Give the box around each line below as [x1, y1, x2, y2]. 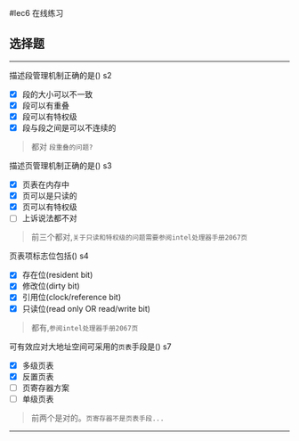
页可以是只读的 [21, 191, 77, 201]
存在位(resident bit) [21, 270, 93, 281]
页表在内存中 [21, 179, 69, 190]
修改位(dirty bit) [21, 281, 80, 291]
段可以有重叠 [21, 100, 69, 110]
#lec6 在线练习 [9, 8, 64, 18]
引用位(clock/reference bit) [21, 292, 122, 303]
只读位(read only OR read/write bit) [21, 303, 151, 314]
